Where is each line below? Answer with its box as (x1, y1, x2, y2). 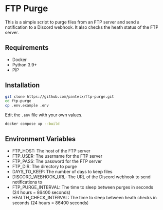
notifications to (12, 179, 42, 185)
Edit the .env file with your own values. (5, 112, 83, 118)
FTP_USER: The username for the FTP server (12, 153, 103, 159)
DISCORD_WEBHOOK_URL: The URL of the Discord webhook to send (12, 174, 151, 180)
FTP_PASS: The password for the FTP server (12, 158, 102, 164)
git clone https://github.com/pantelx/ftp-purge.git (5, 94, 114, 99)
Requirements (5, 43, 49, 52)
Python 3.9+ (12, 62, 37, 67)
